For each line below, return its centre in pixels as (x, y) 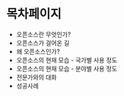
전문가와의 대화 (36, 77)
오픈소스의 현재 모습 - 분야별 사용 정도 (66, 69)
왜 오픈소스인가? (38, 51)
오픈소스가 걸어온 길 (43, 43)
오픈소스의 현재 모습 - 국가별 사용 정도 (66, 60)
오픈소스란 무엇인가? (43, 34)
